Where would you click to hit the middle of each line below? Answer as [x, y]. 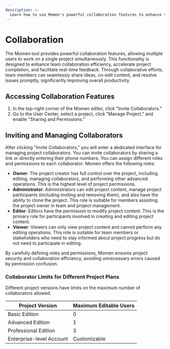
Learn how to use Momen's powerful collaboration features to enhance [86, 15]
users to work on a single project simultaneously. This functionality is [77, 59]
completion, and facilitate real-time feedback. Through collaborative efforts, [84, 70]
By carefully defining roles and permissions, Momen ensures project [76, 253]
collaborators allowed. [28, 293]
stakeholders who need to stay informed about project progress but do [86, 238]
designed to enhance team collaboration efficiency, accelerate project [78, 64]
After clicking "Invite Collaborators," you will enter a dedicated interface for [83, 148]
